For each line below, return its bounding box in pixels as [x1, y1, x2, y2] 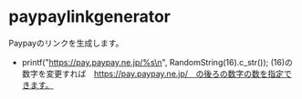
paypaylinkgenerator [8, 6, 171, 27]
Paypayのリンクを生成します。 [8, 37, 124, 48]
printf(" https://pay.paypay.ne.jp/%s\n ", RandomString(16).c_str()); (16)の [21, 56, 294, 67]
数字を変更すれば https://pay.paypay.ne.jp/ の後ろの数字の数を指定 [21, 68, 285, 79]
